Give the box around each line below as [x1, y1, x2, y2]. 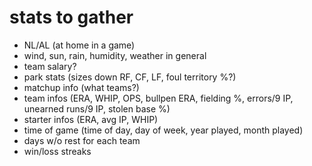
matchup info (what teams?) [23, 81, 140, 93]
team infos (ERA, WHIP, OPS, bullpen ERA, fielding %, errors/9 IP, [23, 92, 294, 104]
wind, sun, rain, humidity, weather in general [23, 49, 207, 61]
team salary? [23, 60, 77, 72]
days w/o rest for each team [23, 134, 141, 146]
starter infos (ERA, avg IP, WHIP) [23, 113, 159, 125]
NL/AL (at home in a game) [23, 39, 136, 51]
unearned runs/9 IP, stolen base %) [23, 102, 171, 115]
